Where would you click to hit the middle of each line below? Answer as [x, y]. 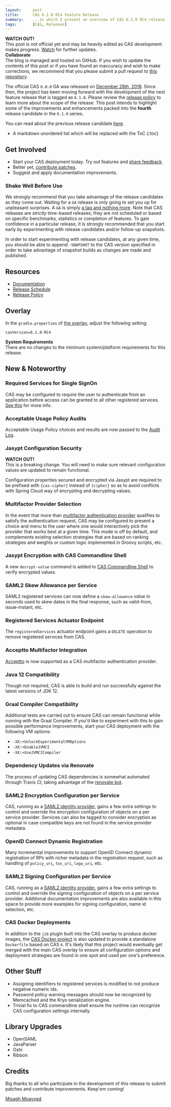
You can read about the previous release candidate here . [65, 123]
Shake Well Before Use [34, 186]
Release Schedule [32, 289]
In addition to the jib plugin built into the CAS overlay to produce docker [81, 934]
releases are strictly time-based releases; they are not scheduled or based [83, 213]
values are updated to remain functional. [48, 470]
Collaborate [18, 55]
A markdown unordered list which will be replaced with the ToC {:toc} [85, 134]
